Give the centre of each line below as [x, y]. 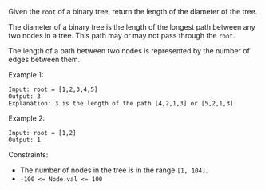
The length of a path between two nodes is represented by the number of [129, 51]
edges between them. [44, 59]
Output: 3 [25, 97]
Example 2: [27, 118]
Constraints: [28, 154]
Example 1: [26, 75]
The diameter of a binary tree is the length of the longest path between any [132, 27]
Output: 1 [25, 140]
